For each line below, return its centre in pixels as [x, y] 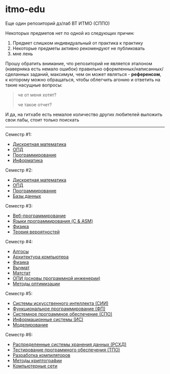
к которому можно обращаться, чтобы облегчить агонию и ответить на [83, 79]
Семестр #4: [19, 241]
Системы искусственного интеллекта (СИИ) [60, 303]
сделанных [17, 74]
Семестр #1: [18, 134]
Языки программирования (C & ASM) [53, 221]
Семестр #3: [19, 205]
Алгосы [21, 251]
